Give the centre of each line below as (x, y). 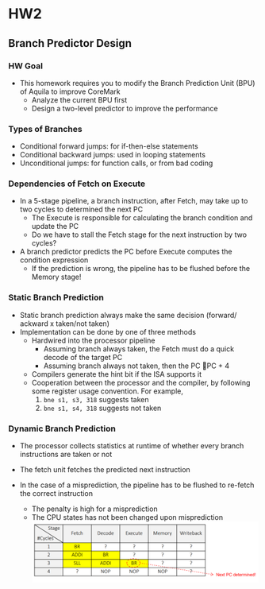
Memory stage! (56, 277)
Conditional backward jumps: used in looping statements (113, 155)
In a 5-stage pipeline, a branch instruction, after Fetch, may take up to (134, 201)
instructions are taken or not (66, 455)
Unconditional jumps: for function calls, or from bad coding (116, 163)
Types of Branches (45, 129)
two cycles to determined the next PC (81, 209)
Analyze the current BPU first (79, 99)
